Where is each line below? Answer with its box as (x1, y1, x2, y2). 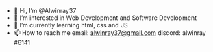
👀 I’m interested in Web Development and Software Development (13, 14, 197, 22)
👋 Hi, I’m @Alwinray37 (13, 7, 77, 14)
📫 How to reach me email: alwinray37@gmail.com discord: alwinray (13, 29, 207, 37)
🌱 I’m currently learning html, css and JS (13, 21, 128, 29)
